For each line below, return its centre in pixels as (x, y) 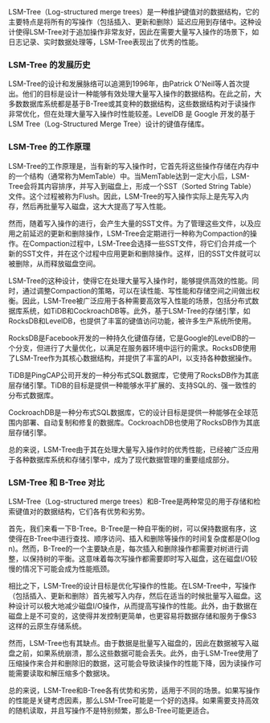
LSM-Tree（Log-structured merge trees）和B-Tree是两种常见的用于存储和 (131, 501)
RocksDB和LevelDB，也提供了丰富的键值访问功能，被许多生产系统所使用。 (132, 321)
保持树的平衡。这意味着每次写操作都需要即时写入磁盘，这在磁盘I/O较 (143, 558)
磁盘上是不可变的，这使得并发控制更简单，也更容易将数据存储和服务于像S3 (133, 616)
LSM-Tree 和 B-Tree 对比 (57, 483)
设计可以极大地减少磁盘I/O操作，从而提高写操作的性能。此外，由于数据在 (136, 606)
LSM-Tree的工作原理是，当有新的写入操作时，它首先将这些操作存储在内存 (130, 166)
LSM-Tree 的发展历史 (49, 64)
